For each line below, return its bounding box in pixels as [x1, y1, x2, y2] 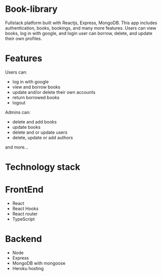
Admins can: [5, 109, 31, 115]
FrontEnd [5, 184, 43, 196]
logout [12, 100, 26, 106]
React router [12, 211, 38, 217]
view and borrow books [12, 84, 61, 90]
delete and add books [12, 118, 57, 124]
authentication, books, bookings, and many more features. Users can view [5, 25, 157, 31]
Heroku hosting [12, 265, 44, 271]
